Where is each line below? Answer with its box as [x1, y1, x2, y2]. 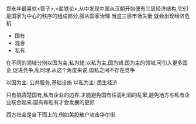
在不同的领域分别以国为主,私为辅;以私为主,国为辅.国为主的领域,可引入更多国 [6, 59, 188, 66]
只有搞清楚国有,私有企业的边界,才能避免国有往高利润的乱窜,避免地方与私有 [6, 91, 185, 98]
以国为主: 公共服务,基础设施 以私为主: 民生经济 [6, 79, 118, 86]
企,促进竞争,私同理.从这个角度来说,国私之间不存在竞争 [6, 67, 136, 73]
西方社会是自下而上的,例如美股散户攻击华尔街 [6, 111, 116, 118]
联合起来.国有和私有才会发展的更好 [11, 99, 95, 105]
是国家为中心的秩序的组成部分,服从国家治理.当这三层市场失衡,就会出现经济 [6, 12, 185, 19]
